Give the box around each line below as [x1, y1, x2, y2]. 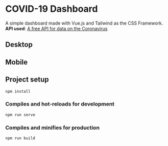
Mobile [5, 57, 28, 67]
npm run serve [5, 112, 36, 117]
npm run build [5, 136, 36, 141]
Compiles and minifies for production [5, 124, 100, 131]
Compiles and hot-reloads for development [5, 100, 115, 108]
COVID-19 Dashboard [5, 3, 98, 15]
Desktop [5, 40, 33, 49]
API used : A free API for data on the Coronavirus [5, 25, 108, 31]
